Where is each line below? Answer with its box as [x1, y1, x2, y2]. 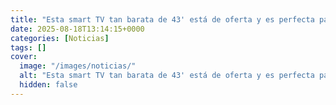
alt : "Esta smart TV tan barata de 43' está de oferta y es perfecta [19, 71, 315, 81]
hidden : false [19, 80, 78, 90]
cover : [10, 52, 38, 62]
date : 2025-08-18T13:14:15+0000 [10, 24, 145, 34]
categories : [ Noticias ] [10, 33, 110, 43]
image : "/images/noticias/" [19, 61, 137, 71]
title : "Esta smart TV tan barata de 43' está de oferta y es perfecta [10, 14, 315, 25]
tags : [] [10, 42, 47, 53]
